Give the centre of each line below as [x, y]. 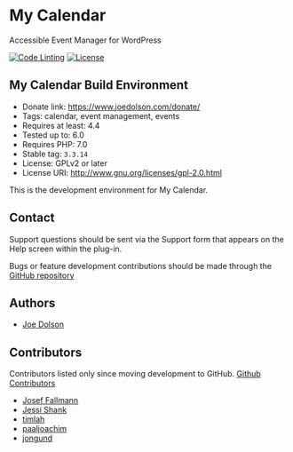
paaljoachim [44, 429]
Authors [32, 303]
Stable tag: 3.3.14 [55, 154]
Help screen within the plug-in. [66, 249]
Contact [32, 218]
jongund [37, 438]
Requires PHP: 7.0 [55, 144]
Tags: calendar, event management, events [101, 115]
